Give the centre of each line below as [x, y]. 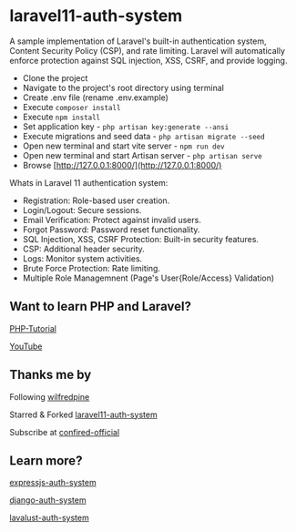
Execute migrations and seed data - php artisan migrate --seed [144, 136]
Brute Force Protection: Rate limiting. [92, 268]
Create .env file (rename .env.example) [95, 97]
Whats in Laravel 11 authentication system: [89, 182]
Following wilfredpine [50, 396]
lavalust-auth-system [49, 518]
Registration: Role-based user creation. [96, 200]
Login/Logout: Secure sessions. [82, 210]
